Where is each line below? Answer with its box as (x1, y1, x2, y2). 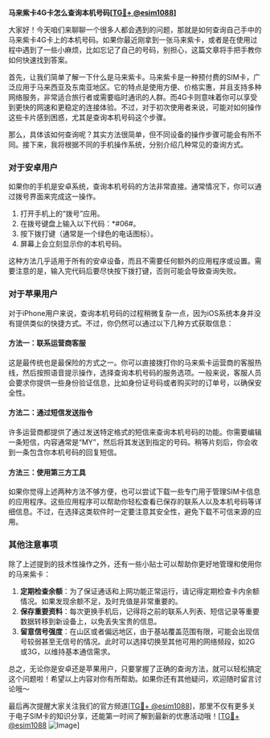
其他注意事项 (8, 539, 59, 550)
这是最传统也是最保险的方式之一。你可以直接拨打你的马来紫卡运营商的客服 (8, 358, 255, 367)
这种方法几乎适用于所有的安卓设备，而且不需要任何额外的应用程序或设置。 (8, 256, 255, 266)
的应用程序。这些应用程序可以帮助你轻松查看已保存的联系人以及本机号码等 (8, 497, 255, 507)
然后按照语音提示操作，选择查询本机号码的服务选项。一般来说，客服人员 (22, 367, 262, 377)
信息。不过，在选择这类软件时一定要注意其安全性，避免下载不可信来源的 (14, 507, 255, 516)
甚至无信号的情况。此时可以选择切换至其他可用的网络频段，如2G (41, 636, 256, 646)
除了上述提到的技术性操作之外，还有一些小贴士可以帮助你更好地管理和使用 (8, 559, 255, 569)
